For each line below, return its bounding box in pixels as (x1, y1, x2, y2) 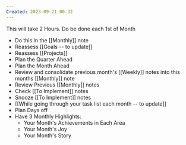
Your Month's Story (23, 132, 71, 139)
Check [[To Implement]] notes (14, 87, 89, 94)
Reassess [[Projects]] (14, 49, 68, 57)
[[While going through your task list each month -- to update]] (14, 100, 166, 107)
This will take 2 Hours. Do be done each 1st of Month (6, 25, 135, 32)
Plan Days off (14, 106, 48, 113)
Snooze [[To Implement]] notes (14, 94, 91, 101)
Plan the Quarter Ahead (14, 55, 72, 63)
